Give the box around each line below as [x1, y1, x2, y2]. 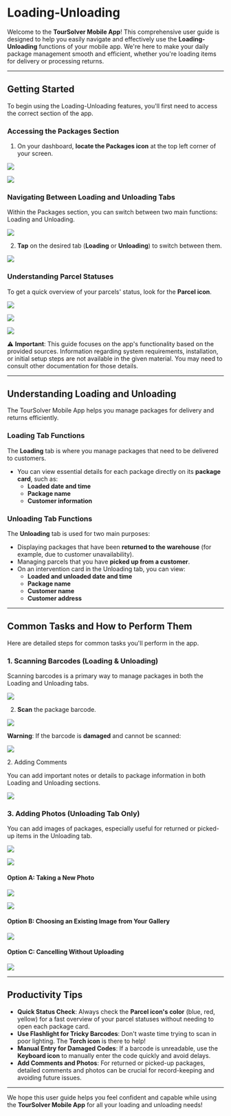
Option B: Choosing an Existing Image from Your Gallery [7, 917, 170, 926]
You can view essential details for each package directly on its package [16, 467, 221, 475]
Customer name [27, 587, 75, 595]
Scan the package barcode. [16, 706, 96, 714]
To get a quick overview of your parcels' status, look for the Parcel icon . [7, 288, 212, 296]
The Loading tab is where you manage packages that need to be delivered [7, 446, 219, 455]
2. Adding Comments [7, 758, 67, 766]
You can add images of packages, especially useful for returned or [7, 824, 196, 833]
